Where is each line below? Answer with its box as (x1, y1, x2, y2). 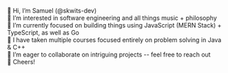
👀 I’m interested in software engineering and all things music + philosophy (7, 14, 217, 22)
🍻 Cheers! (7, 58, 36, 65)
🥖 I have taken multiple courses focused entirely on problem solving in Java (7, 36, 222, 44)
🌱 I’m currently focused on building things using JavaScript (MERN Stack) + (7, 21, 222, 29)
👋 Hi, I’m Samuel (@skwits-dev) (7, 7, 97, 14)
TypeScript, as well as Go (7, 28, 79, 36)
